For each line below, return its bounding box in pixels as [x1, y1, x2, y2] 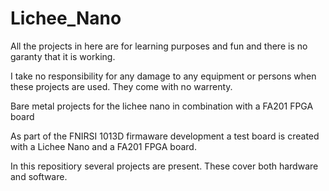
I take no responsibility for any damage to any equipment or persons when [10, 70, 317, 82]
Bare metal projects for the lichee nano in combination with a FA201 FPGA [10, 100, 314, 112]
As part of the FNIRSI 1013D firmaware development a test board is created [10, 130, 320, 142]
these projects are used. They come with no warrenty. [10, 80, 233, 92]
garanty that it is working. [10, 50, 116, 62]
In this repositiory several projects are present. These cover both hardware [10, 160, 319, 172]
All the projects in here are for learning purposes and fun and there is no [10, 40, 308, 52]
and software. [10, 170, 68, 182]
